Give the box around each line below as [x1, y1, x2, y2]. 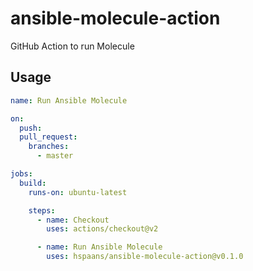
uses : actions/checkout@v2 [46, 224, 159, 234]
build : [19, 178, 47, 188]
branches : [28, 142, 70, 152]
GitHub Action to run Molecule [10, 40, 135, 52]
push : [19, 123, 43, 133]
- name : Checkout [36, 215, 110, 225]
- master [36, 151, 74, 161]
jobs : [10, 169, 33, 179]
